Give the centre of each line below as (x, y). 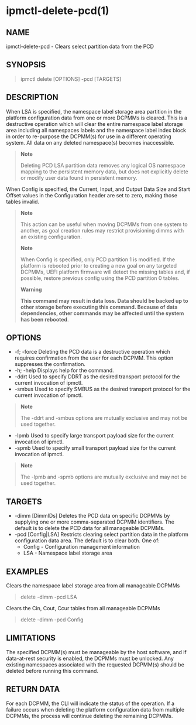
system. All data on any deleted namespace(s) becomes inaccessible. (90, 142)
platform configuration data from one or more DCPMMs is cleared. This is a (97, 118)
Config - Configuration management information (82, 547)
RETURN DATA (33, 689)
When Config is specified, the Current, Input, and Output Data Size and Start (98, 189)
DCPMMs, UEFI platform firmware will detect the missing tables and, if (105, 272)
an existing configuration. (51, 237)
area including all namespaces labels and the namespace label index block (96, 130)
